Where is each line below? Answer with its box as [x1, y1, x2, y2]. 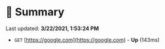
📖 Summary [5, 5, 65, 19]
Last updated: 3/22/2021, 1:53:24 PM [5, 25, 99, 32]
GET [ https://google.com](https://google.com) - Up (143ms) [14, 36, 160, 43]
